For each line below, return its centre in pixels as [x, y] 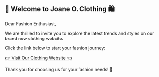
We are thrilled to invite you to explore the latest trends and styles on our [79, 33]
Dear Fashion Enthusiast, [31, 23]
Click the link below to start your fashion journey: [55, 48]
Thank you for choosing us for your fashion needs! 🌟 [59, 69]
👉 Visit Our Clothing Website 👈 [39, 58]
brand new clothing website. [34, 38]
